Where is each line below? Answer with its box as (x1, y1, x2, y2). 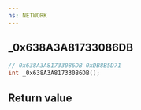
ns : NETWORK (8, 11, 47, 20)
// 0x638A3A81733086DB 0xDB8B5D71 (8, 62, 122, 70)
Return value (8, 91, 72, 104)
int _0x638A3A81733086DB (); (8, 69, 101, 78)
